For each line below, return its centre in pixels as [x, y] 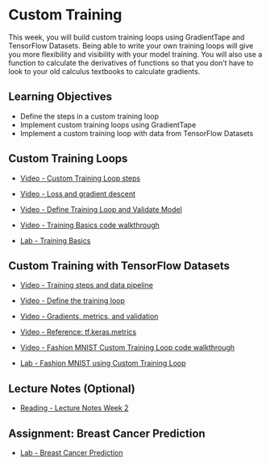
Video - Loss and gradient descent [77, 193]
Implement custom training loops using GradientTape [108, 125]
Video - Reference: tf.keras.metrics [78, 332]
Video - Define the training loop [72, 301]
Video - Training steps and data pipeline [86, 285]
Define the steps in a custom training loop [89, 116]
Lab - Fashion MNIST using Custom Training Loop [103, 363]
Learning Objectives [60, 97]
